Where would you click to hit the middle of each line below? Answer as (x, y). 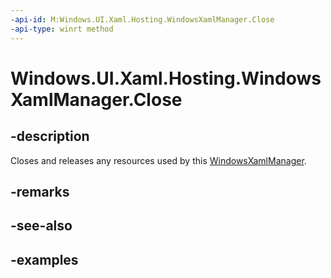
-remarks (40, 191)
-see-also (41, 226)
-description (50, 136)
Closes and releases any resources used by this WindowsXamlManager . (158, 160)
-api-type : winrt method (62, 29)
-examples (44, 259)
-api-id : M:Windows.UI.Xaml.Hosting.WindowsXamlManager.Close (142, 19)
